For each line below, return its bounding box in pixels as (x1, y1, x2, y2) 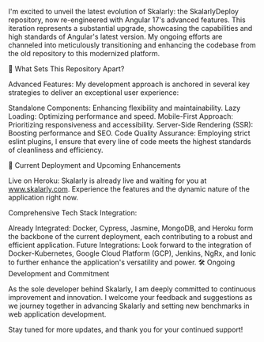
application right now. (8, 193, 79, 202)
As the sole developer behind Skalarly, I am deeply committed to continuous (8, 284, 256, 294)
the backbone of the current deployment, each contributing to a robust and (8, 232, 253, 241)
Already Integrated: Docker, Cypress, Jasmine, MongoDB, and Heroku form (8, 223, 254, 233)
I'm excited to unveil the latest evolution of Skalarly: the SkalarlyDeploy (8, 7, 239, 16)
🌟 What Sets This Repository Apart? (8, 64, 125, 74)
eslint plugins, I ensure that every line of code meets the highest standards (8, 137, 251, 146)
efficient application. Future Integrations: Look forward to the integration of (8, 241, 252, 249)
